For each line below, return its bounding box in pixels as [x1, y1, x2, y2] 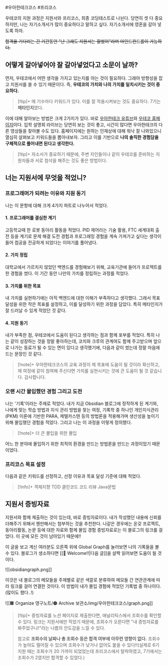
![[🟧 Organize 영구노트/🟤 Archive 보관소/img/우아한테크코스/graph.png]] [5, 600, 153, 606]
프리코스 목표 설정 [5, 461, 46, 468]
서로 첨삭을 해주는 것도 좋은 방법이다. [35, 157, 108, 163]
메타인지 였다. [17, 105, 44, 111]
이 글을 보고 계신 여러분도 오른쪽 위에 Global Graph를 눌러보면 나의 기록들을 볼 [5, 544, 159, 550]
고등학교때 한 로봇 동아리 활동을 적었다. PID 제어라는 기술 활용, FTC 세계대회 [5, 227, 154, 233]
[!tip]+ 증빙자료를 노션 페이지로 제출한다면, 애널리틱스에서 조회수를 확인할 [17, 612, 161, 618]
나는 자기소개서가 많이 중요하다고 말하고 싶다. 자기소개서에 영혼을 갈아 [20, 22, 156, 27]
